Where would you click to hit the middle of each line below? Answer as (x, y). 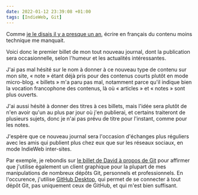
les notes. (18, 125)
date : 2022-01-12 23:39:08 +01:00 (49, 12)
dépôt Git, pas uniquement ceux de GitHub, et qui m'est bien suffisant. (92, 185)
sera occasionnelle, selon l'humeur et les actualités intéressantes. (86, 58)
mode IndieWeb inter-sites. (39, 149)
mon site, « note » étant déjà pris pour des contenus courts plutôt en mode (97, 76)
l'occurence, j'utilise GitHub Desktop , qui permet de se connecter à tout (94, 179)
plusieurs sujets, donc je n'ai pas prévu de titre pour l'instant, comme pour (97, 118)
